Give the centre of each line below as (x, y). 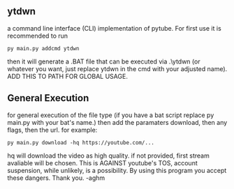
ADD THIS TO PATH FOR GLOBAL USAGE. (67, 76)
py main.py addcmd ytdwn (43, 48)
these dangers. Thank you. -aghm (56, 178)
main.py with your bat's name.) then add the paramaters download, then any (117, 122)
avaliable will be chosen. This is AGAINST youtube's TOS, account (102, 162)
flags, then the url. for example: (52, 130)
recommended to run (38, 36)
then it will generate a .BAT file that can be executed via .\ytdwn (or (104, 61)
